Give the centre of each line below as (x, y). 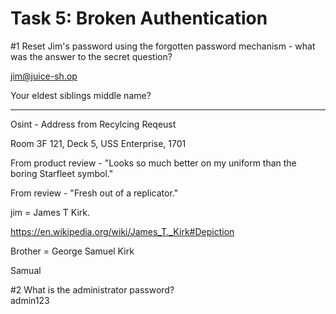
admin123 (30, 300)
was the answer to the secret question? (91, 56)
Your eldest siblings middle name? (81, 95)
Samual (26, 270)
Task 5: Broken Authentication (139, 18)
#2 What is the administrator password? (92, 289)
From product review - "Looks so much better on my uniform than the (153, 163)
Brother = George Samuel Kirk (72, 251)
